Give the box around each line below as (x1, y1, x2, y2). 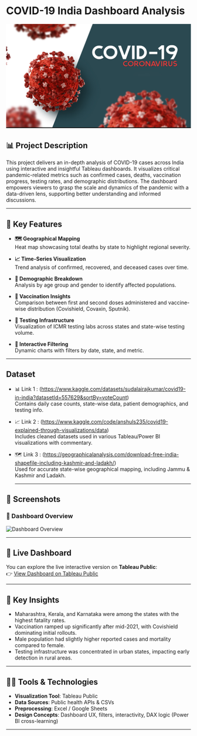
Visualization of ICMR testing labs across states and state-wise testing (14, 323, 185, 330)
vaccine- (168, 299, 190, 307)
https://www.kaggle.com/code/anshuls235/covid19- (42, 418, 168, 425)
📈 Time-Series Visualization (14, 255, 86, 262)
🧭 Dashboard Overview (6, 512, 73, 520)
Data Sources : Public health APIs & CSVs (14, 699, 114, 705)
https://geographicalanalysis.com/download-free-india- (43, 451, 179, 458)
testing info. (14, 406, 44, 413)
